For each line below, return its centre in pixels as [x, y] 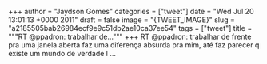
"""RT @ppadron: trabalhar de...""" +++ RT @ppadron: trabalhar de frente [130, 36]
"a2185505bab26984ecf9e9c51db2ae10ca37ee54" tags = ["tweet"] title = [130, 28]
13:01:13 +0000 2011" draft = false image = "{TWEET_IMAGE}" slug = [122, 20]
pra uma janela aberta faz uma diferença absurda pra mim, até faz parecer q [134, 45]
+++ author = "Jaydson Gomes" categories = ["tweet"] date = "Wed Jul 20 [131, 11]
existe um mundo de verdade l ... [62, 53]
